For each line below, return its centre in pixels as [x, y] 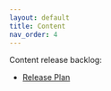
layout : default [39, 18]
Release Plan [46, 77]
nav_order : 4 [34, 34]
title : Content [38, 26]
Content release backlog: [56, 60]
